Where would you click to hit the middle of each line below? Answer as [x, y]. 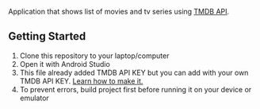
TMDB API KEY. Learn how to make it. [81, 81]
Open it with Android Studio [65, 64]
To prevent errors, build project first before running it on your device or [136, 89]
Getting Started [47, 36]
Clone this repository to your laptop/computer [94, 56]
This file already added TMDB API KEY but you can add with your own [134, 72]
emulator [34, 98]
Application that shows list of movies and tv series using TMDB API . [119, 12]
